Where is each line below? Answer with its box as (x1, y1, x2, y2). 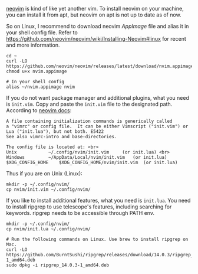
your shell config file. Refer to (6, 29, 78, 36)
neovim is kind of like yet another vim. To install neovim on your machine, (6, 5, 184, 12)
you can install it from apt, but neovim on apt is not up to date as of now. (6, 11, 181, 18)
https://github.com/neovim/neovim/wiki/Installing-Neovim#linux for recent (6, 35, 187, 42)
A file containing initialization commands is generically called (6, 118, 173, 124)
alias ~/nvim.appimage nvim (6, 84, 75, 90)
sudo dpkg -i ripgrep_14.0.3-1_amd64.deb (6, 262, 110, 268)
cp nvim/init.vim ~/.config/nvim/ (6, 187, 91, 193)
